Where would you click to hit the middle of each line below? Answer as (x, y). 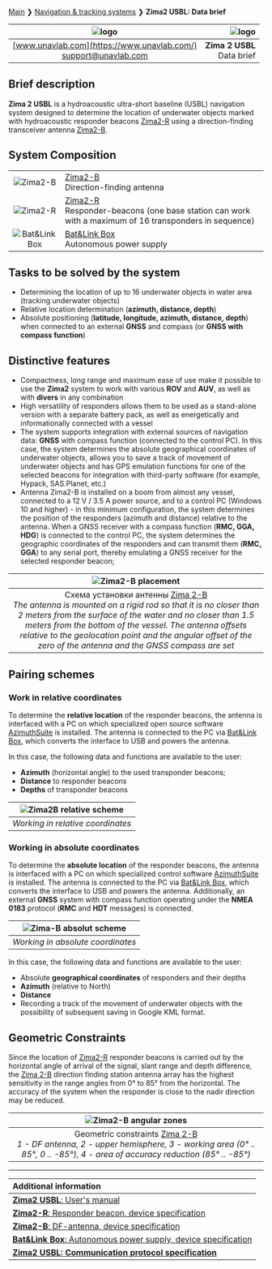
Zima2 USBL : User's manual (66, 1200)
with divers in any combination (72, 397)
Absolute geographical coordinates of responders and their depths (133, 978)
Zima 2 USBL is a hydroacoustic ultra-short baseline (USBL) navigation (127, 104)
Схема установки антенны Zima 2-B (136, 595)
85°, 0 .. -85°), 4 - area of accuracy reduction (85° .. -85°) (136, 1155)
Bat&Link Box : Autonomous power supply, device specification (132, 1240)
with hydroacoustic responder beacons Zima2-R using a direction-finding (131, 121)
